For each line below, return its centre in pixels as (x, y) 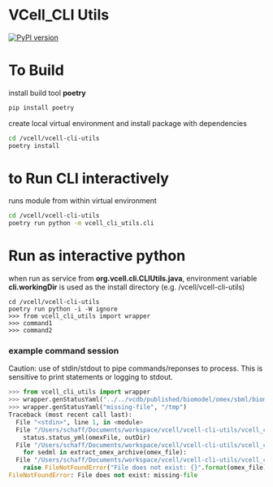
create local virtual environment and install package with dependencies (128, 123)
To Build (37, 70)
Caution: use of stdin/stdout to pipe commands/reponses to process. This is (136, 368)
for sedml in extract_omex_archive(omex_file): (105, 453)
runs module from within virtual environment (82, 201)
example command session (64, 351)
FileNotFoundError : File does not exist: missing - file (103, 476)
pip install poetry (41, 107)
